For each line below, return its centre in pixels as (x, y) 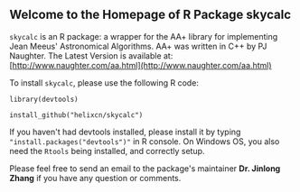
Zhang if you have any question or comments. (95, 178)
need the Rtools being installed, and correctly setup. (107, 151)
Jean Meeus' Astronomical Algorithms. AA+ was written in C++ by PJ (138, 46)
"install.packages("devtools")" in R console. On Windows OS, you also (145, 141)
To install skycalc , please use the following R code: (104, 82)
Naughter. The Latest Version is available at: (91, 55)
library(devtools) (44, 99)
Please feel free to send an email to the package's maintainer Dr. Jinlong (145, 168)
